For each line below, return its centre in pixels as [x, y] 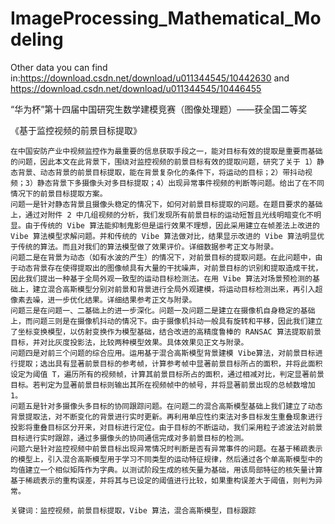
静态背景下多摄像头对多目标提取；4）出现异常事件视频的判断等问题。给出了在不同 [180, 183]
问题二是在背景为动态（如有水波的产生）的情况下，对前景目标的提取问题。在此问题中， [163, 257]
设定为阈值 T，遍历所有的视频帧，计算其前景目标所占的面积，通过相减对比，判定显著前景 [167, 374]
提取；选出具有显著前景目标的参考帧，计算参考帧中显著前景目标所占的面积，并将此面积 [170, 363]
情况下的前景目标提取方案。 [59, 193]
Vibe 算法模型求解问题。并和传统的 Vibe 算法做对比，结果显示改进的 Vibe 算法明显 [164, 236]
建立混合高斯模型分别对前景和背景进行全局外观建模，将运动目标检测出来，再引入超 [177, 289]
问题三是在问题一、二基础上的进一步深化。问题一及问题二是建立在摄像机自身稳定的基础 [163, 310]
